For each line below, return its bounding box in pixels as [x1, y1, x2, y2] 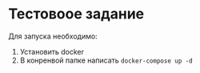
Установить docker [19, 47, 84, 56]
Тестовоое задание [8, 5, 145, 23]
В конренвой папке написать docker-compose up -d [19, 55, 194, 65]
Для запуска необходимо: [8, 31, 98, 41]
